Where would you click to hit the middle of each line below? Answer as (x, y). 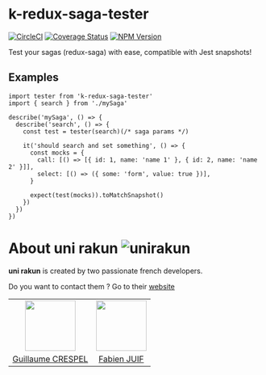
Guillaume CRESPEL (50, 359)
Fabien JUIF (121, 359)
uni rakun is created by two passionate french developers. (106, 271)
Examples (33, 78)
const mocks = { (57, 153)
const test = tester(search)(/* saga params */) (106, 131)
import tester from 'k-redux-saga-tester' (81, 96)
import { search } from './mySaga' (68, 103)
